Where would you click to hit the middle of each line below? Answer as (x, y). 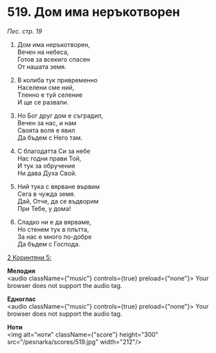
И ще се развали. (43, 102)
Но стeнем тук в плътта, (53, 229)
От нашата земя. (42, 66)
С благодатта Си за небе (54, 151)
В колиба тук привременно (57, 80)
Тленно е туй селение (50, 95)
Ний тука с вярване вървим (58, 186)
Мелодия (21, 271)
